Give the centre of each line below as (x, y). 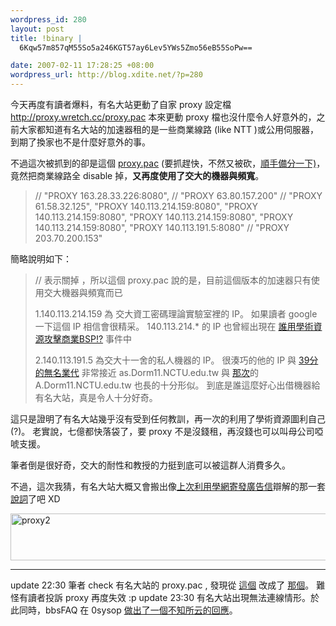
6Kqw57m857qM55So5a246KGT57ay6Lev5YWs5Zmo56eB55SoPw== (136, 47)
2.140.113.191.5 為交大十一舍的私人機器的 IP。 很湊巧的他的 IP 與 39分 (176, 360)
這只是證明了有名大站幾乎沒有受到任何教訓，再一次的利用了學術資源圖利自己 (168, 419)
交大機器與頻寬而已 (83, 292)
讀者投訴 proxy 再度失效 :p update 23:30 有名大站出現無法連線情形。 (169, 597)
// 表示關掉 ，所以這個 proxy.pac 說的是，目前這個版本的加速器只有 (173, 280)
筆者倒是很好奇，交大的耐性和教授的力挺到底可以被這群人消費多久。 (150, 465)
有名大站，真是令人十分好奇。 (96, 397)
